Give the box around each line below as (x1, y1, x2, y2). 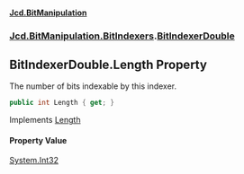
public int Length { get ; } (9, 99, 115, 108)
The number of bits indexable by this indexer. (9, 81, 177, 91)
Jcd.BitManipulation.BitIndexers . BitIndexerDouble (9, 30, 236, 42)
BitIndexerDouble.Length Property (9, 57, 207, 72)
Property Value (9, 135, 68, 145)
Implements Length (9, 115, 81, 126)
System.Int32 (9, 155, 59, 166)
